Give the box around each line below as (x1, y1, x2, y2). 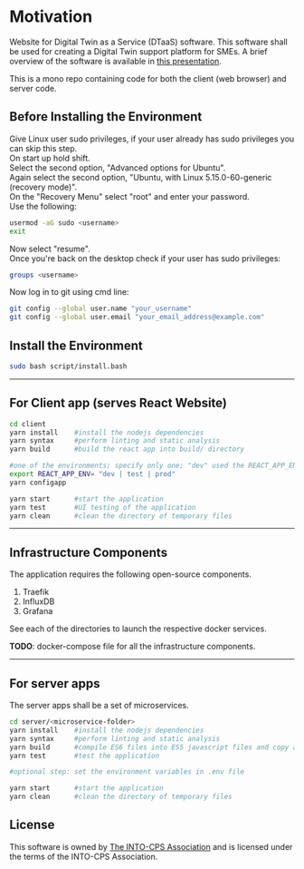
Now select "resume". (9, 243, 90, 254)
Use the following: (9, 200, 77, 211)
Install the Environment (9, 337, 143, 353)
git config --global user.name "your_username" (9, 304, 193, 314)
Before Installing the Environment (9, 109, 203, 124)
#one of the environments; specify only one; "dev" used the (9, 461, 245, 471)
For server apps (9, 676, 100, 691)
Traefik (22, 587, 50, 598)
